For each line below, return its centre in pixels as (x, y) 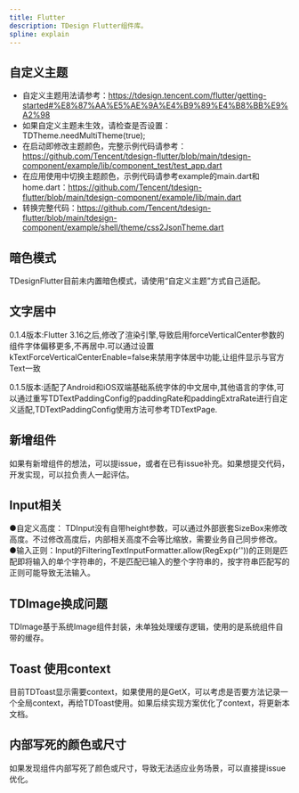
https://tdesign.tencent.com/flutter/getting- (187, 95)
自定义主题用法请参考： (65, 95)
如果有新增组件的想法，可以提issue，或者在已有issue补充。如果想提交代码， (149, 463)
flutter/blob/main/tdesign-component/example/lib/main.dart (132, 198)
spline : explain (39, 34)
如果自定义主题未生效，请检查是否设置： (96, 126)
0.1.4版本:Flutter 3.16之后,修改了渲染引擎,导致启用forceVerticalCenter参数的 (147, 334)
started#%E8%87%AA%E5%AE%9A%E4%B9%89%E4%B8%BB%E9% (155, 106)
